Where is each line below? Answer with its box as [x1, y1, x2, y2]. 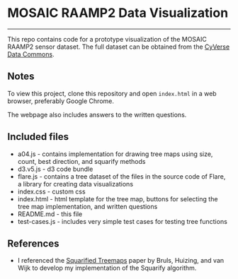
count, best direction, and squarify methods [17, 157, 146, 165]
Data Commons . [7, 49, 55, 58]
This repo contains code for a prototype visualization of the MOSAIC [7, 35, 207, 43]
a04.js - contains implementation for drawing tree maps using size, [17, 150, 213, 158]
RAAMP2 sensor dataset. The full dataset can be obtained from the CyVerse [7, 42, 230, 51]
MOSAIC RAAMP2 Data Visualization [7, 5, 229, 21]
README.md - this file [17, 210, 83, 218]
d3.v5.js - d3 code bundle [17, 165, 93, 173]
